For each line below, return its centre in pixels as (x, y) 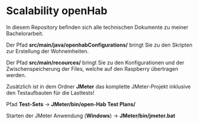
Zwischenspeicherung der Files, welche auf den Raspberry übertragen (92, 68)
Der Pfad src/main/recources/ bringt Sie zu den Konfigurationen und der (95, 63)
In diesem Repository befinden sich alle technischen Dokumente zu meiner (97, 27)
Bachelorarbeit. (25, 33)
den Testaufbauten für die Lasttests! (50, 93)
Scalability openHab (57, 11)
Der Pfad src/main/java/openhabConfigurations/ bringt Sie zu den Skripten (99, 45)
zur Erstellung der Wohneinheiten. (48, 51)
